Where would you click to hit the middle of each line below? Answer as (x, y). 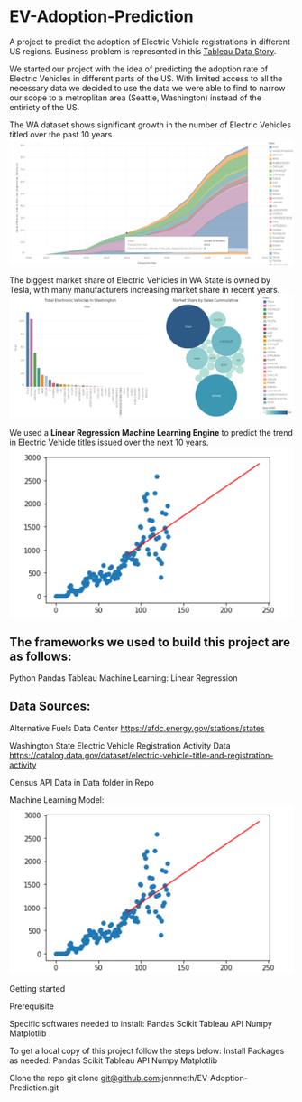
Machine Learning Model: (57, 800)
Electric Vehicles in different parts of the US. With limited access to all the (146, 78)
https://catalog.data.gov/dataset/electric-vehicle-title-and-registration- (142, 755)
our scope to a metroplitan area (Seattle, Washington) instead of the (136, 98)
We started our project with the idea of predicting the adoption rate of (139, 69)
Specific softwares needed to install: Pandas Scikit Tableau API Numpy (141, 1024)
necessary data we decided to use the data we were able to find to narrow (147, 88)
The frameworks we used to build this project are (150, 642)
